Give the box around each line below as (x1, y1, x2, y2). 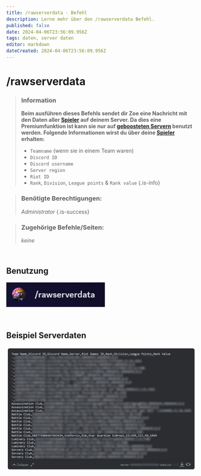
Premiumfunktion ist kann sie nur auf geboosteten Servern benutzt (20, 122, 193, 130)
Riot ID (29, 174, 49, 180)
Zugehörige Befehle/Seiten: (20, 223, 104, 232)
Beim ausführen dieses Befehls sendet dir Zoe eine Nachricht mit (20, 110, 188, 117)
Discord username (29, 161, 74, 167)
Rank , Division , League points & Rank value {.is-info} (29, 179, 161, 186)
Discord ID (29, 154, 58, 161)
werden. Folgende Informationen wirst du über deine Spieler (20, 129, 175, 136)
